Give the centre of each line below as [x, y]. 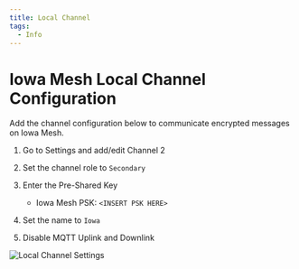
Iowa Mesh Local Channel [107, 79]
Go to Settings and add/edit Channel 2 [93, 151]
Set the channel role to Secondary [84, 168]
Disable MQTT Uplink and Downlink [89, 238]
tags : [19, 26]
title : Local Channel [50, 18]
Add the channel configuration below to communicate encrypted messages [150, 124]
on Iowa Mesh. [37, 133]
